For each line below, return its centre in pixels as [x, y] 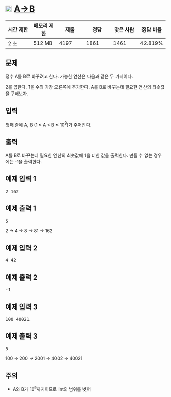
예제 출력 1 [21, 209]
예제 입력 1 [21, 179]
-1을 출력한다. [28, 162]
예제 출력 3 [21, 336]
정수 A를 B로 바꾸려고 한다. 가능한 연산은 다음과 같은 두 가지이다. [69, 76]
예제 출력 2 [21, 277]
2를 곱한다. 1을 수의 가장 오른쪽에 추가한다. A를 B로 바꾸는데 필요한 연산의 [78, 87]
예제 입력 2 [21, 248]
